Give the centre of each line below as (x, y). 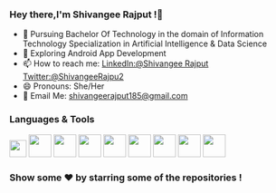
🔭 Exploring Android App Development (94, 53)
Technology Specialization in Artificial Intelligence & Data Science (145, 43)
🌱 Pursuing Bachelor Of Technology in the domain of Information (143, 34)
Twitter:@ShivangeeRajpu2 (73, 77)
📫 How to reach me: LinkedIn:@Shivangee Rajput (115, 63)
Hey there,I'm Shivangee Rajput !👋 (86, 14)
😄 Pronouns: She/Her (63, 86)
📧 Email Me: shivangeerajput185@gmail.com (105, 96)
